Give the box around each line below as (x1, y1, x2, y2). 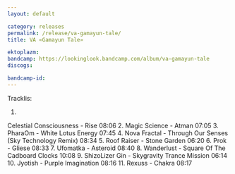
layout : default (7, 10, 55, 18)
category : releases (7, 23, 65, 30)
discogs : (7, 62, 33, 69)
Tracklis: (7, 94, 32, 102)
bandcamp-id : (7, 75, 46, 82)
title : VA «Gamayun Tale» (7, 36, 83, 43)
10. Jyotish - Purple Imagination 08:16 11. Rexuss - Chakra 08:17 (7, 159, 193, 167)
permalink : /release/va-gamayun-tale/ (7, 30, 121, 37)
